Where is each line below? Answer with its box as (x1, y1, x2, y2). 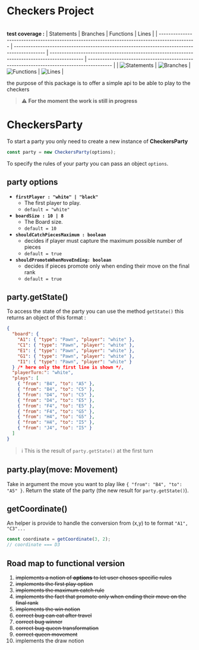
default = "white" (24, 207, 70, 213)
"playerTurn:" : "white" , (12, 370, 74, 376)
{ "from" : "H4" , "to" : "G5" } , (17, 414, 95, 420)
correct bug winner (15, 618, 63, 625)
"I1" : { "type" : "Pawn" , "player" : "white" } (17, 359, 132, 364)
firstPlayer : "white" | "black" (15, 194, 99, 200)
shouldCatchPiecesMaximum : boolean (15, 232, 106, 238)
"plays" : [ (12, 375, 39, 381)
